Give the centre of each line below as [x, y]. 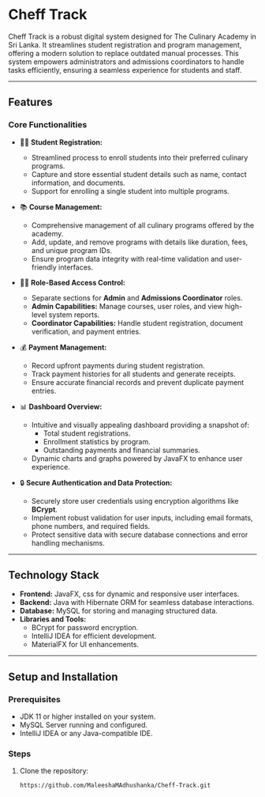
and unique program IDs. [72, 250]
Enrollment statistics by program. [97, 441]
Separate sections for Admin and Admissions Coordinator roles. [137, 297]
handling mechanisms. [68, 542]
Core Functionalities [48, 125]
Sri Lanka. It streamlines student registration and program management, [125, 44]
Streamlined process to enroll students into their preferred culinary [140, 157]
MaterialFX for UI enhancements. [85, 644]
